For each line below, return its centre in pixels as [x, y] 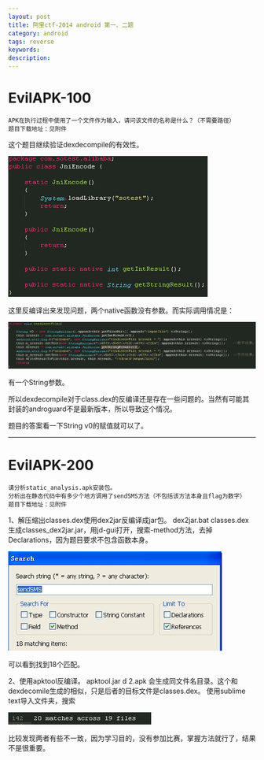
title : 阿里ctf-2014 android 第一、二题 [71, 25]
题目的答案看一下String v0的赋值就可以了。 [78, 425]
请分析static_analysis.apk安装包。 [62, 488]
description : [29, 58]
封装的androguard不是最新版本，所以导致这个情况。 [92, 409]
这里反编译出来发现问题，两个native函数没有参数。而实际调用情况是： [121, 310]
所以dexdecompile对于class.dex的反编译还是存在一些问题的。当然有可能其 [129, 399]
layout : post [29, 17]
